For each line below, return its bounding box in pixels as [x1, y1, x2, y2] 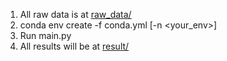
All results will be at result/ [19, 40, 130, 52]
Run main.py [19, 30, 72, 41]
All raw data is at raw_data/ [19, 9, 132, 20]
